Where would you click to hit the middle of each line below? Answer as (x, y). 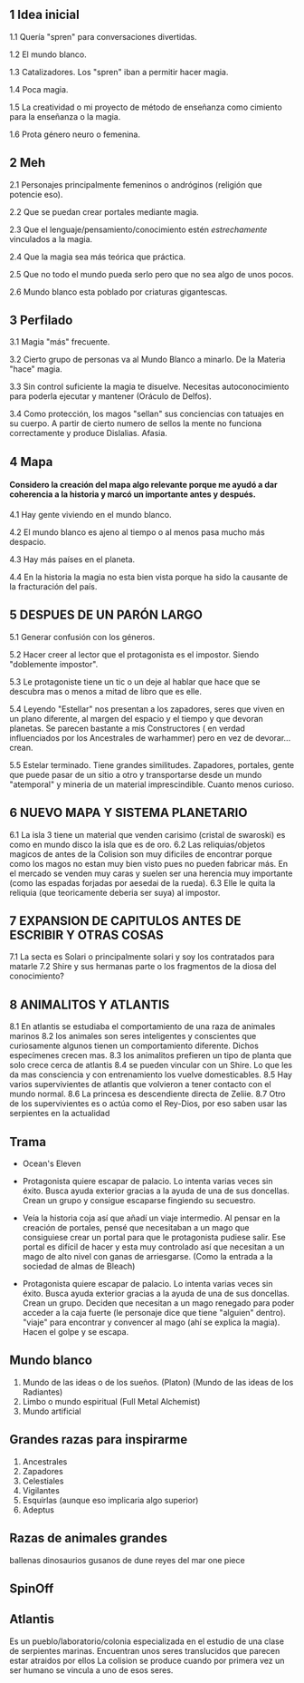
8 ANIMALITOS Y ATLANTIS (90, 1004)
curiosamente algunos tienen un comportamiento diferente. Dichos (134, 1046)
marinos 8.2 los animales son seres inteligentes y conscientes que (133, 1036)
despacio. (28, 542)
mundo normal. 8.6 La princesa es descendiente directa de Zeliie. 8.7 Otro (148, 1094)
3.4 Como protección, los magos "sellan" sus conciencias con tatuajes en (147, 414)
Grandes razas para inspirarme (99, 1440)
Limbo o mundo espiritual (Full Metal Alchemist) (111, 1401)
